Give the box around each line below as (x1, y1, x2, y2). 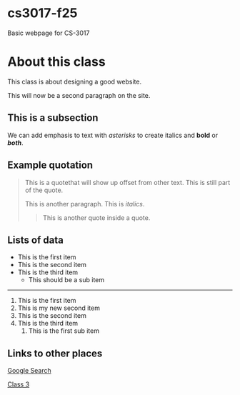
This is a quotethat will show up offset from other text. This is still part (24, 178, 231, 186)
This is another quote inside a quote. (42, 213, 151, 222)
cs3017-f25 (7, 5, 78, 21)
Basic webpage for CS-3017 (7, 29, 90, 37)
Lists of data (7, 234, 64, 246)
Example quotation (7, 159, 94, 171)
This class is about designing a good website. (7, 77, 141, 86)
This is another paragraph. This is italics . (24, 199, 145, 208)
